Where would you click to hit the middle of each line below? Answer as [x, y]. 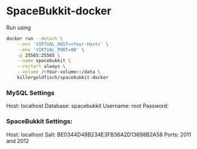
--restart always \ [41, 66]
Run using [19, 28]
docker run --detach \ [35, 38]
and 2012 [18, 141]
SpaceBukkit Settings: [40, 121]
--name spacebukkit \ [44, 61]
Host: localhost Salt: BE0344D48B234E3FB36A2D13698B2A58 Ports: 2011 [98, 134]
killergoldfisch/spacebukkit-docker [63, 78]
